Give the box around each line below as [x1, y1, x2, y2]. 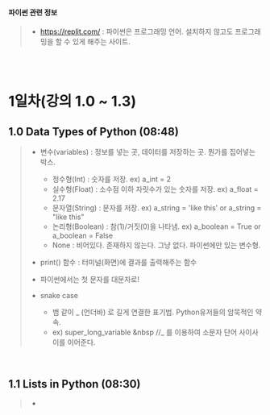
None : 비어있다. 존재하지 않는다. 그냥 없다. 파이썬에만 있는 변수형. [52, 240, 261, 250]
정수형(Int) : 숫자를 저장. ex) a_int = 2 [52, 174, 172, 185]
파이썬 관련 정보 [8, 7, 58, 17]
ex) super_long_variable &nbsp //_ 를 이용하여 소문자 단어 [52, 327, 238, 338]
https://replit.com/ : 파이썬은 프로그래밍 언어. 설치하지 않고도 [39, 27, 234, 36]
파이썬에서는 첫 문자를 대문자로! [39, 275, 139, 284]
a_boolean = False [52, 230, 114, 241]
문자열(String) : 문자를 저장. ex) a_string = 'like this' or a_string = [52, 203, 262, 213]
